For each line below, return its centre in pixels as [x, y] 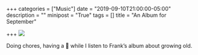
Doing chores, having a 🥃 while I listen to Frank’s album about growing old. [99, 46]
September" [22, 21]
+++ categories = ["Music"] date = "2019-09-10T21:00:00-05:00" [89, 9]
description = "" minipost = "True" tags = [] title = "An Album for [87, 15]
